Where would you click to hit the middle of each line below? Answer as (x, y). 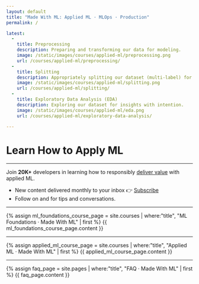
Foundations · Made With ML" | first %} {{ (57, 222)
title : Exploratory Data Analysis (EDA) (67, 99)
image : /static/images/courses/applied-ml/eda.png (81, 110)
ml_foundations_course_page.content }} (55, 228)
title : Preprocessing (43, 44)
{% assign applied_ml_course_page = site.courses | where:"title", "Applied (97, 246)
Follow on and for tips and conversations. (65, 199)
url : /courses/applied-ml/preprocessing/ (68, 61)
